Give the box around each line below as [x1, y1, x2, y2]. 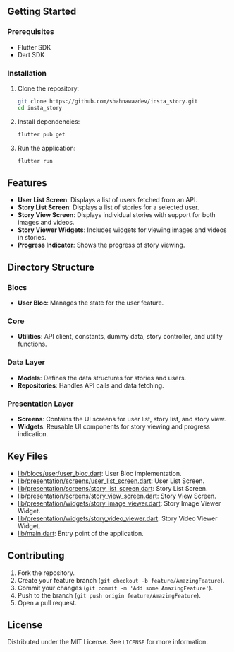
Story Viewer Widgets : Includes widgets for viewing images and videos [17, 226, 227, 234]
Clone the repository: [17, 84, 80, 93]
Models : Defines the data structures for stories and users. [17, 373, 187, 382]
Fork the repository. [17, 569, 75, 577]
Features [7, 177, 47, 189]
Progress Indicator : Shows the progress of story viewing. [17, 240, 185, 250]
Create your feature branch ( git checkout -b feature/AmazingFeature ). [17, 576, 225, 584]
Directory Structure [7, 261, 95, 273]
